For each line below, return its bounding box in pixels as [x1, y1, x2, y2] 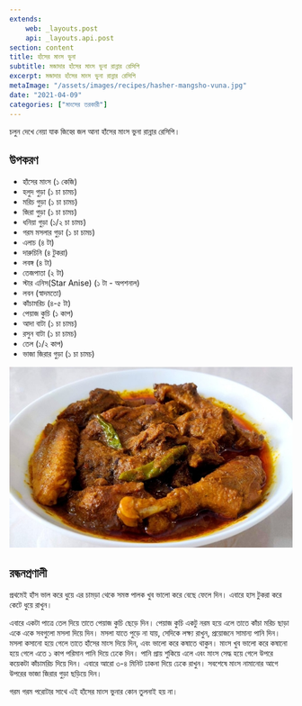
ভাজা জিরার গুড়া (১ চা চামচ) [22, 348, 95, 359]
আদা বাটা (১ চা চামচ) [22, 318, 78, 329]
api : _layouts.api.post [25, 33, 115, 42]
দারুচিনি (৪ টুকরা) [22, 248, 68, 258]
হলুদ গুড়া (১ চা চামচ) [22, 186, 78, 197]
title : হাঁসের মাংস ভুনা [9, 52, 76, 62]
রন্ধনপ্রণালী [9, 566, 48, 581]
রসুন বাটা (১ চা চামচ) [22, 329, 77, 339]
